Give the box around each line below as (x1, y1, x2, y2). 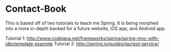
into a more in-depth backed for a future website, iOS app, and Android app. (5, 25, 166, 31)
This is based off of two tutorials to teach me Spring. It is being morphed (5, 20, 159, 26)
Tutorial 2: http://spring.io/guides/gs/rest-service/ (53, 40, 159, 46)
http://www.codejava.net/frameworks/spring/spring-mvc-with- (26, 35, 160, 41)
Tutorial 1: (5, 35, 26, 41)
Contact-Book (5, 3, 67, 15)
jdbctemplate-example (5, 40, 53, 46)
